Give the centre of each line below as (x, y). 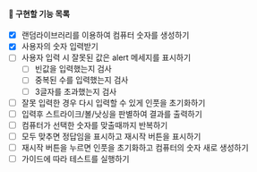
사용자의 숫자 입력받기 (60, 47)
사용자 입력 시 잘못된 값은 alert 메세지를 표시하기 (106, 57)
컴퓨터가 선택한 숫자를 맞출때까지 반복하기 (94, 125)
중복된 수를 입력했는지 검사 (81, 80)
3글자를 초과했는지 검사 (76, 91)
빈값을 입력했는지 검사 (73, 69)
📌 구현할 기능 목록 (39, 13)
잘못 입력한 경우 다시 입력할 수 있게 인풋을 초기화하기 (113, 102)
